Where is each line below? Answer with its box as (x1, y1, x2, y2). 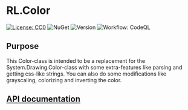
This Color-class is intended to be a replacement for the (6, 57, 146, 64)
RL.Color (6, 4, 51, 18)
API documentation (6, 94, 80, 105)
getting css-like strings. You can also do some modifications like (6, 70, 167, 77)
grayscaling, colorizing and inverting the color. (6, 76, 122, 83)
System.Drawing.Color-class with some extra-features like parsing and (6, 63, 183, 71)
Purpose (6, 41, 39, 51)
